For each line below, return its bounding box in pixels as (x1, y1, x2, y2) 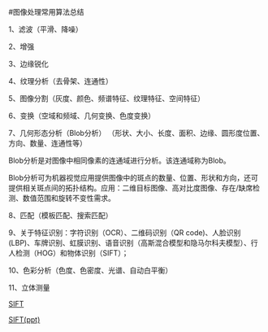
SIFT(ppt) (8, 315, 41, 324)
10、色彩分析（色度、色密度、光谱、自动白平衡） (8, 265, 173, 275)
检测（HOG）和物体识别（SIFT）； (15, 248, 129, 258)
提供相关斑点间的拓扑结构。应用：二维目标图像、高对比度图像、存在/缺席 (8, 183, 253, 193)
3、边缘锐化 (8, 59, 49, 68)
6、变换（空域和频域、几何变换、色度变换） (8, 111, 156, 120)
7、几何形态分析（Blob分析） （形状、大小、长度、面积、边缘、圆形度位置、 (8, 129, 265, 138)
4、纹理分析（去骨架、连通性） (8, 76, 114, 85)
